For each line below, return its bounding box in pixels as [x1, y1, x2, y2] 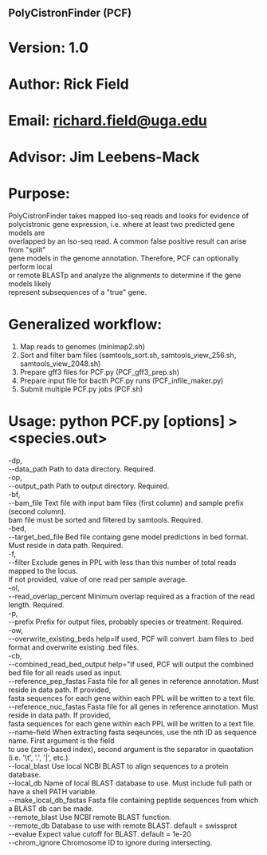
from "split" [8, 245, 46, 255]
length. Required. [8, 599, 65, 610]
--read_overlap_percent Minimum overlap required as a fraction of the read [8, 591, 255, 601]
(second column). [8, 507, 66, 516]
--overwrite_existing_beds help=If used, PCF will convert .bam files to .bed [8, 634, 254, 643]
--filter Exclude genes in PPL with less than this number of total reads [8, 557, 237, 567]
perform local [8, 262, 53, 272]
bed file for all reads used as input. [8, 667, 123, 678]
